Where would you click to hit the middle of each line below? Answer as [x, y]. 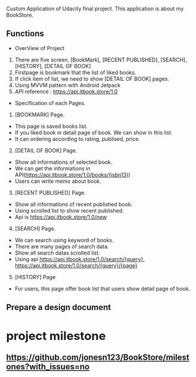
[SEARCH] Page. [35, 228]
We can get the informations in [52, 168]
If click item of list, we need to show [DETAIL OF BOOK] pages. [92, 79]
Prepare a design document [59, 307]
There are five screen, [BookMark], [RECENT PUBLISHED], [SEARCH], [101, 60]
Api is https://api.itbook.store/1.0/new [61, 217]
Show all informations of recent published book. [74, 204]
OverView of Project [39, 48]
